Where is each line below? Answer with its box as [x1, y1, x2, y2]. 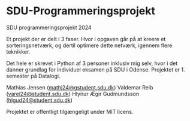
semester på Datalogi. [6, 72, 61, 79]
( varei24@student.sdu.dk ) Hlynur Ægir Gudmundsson [6, 90, 140, 97]
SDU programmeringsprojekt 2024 [6, 24, 92, 31]
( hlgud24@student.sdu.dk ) [6, 97, 73, 104]
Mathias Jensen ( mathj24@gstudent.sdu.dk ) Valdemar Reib [6, 83, 153, 91]
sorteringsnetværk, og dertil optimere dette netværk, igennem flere [6, 42, 173, 49]
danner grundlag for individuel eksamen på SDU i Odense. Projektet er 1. [6, 66, 185, 73]
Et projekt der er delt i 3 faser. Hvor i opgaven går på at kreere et [6, 35, 166, 42]
